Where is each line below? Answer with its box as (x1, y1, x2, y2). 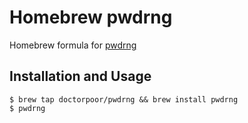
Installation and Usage (9, 68, 152, 85)
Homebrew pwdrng (9, 6, 173, 29)
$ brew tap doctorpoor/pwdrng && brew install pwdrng (9, 94, 239, 105)
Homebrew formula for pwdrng (9, 39, 137, 51)
